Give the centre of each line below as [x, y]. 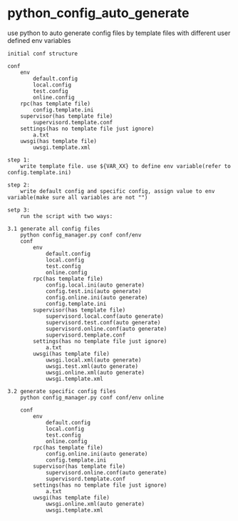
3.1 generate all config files [54, 229]
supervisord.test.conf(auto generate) [103, 322]
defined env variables [39, 40]
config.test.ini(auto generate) [93, 291]
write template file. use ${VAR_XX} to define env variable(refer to [126, 166]
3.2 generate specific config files [62, 391]
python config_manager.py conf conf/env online [92, 397]
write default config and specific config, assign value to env [118, 191]
